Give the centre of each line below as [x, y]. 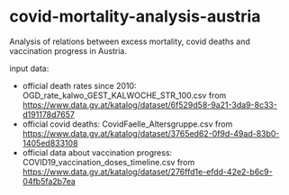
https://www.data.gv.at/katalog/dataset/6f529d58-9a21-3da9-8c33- [149, 104]
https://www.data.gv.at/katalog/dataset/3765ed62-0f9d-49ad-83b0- [151, 133]
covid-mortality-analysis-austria [135, 17]
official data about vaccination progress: [97, 152]
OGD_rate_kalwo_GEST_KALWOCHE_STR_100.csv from [124, 95]
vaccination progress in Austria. [68, 50]
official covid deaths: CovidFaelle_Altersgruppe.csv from [127, 124]
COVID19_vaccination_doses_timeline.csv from [108, 162]
